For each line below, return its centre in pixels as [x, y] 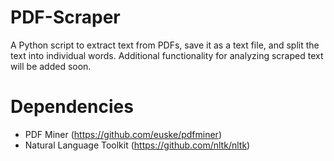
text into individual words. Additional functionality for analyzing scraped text [167, 55]
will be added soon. [51, 66]
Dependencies [72, 107]
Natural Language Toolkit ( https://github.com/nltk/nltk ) [137, 145]
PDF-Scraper [65, 17]
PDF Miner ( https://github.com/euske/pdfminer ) [123, 134]
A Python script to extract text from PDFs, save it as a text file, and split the [165, 45]
